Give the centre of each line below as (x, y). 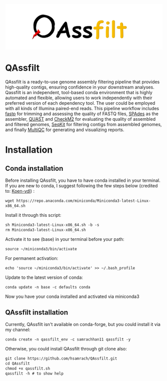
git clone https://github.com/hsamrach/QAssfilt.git (61, 358)
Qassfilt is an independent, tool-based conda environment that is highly (79, 93)
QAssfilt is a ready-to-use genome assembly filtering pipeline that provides (82, 82)
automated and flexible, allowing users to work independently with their (79, 98)
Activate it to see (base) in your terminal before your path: (65, 239)
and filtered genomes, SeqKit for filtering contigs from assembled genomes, (83, 125)
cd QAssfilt (17, 363)
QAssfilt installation (37, 312)
